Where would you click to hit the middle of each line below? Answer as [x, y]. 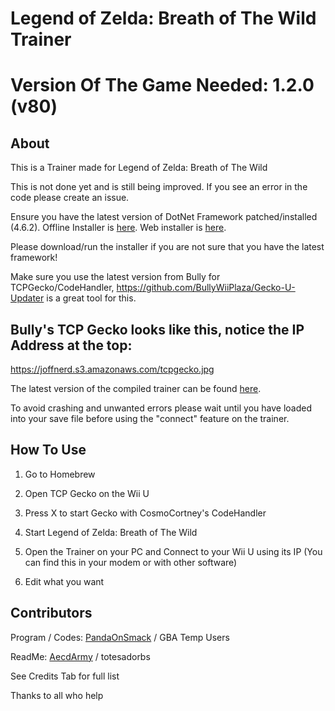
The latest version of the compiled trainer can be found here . [136, 388]
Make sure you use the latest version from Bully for [115, 277]
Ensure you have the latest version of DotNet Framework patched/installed [164, 217]
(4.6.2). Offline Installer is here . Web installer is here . [118, 228]
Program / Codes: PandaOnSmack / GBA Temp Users [120, 637]
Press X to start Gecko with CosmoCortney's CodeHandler [145, 513]
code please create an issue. [70, 198]
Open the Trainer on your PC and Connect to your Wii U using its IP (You [173, 551]
